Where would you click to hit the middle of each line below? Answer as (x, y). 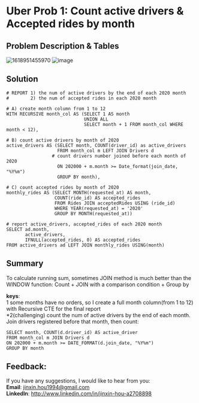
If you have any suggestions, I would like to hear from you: (79, 381)
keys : (13, 296)
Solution (22, 79)
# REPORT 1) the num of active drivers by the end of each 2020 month (96, 93)
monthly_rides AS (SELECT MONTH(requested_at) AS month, (79, 193)
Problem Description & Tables (63, 46)
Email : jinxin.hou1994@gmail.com (48, 387)
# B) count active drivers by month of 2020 (63, 140)
